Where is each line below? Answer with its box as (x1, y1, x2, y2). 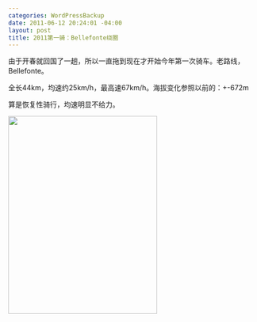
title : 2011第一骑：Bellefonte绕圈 (8, 33, 119, 42)
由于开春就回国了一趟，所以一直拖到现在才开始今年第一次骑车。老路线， (8, 56, 244, 66)
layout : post (8, 26, 52, 34)
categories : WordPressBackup (8, 11, 105, 20)
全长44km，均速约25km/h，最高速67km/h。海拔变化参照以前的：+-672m (8, 83, 250, 93)
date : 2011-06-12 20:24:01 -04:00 (8, 19, 123, 27)
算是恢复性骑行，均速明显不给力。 (8, 100, 120, 109)
